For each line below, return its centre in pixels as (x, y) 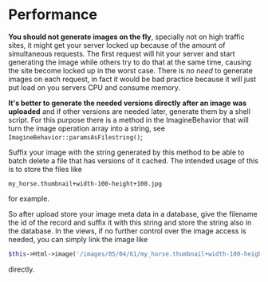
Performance (53, 15)
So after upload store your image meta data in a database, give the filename (133, 213)
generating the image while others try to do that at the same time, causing (130, 62)
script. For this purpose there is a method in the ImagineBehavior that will (128, 119)
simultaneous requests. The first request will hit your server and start (122, 53)
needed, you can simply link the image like (78, 239)
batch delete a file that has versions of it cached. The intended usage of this (134, 160)
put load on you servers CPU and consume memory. (95, 87)
